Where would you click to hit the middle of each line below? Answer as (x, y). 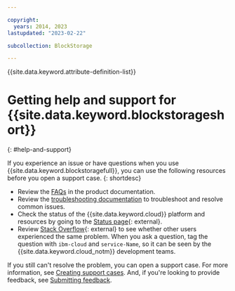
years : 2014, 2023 (41, 26)
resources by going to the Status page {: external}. (90, 221)
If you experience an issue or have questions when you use (93, 163)
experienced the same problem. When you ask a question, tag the (113, 237)
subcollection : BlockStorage (50, 46)
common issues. (41, 207)
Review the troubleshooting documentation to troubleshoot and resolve (120, 199)
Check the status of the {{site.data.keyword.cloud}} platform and (111, 214)
